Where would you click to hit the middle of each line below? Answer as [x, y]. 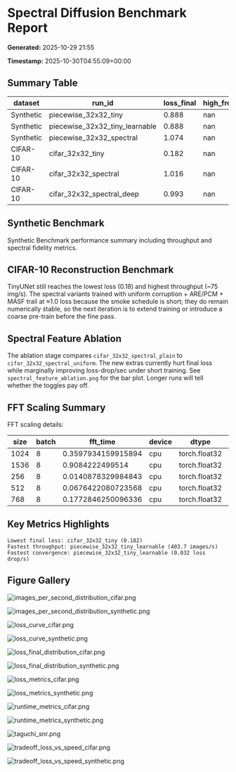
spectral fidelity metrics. [42, 247]
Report [27, 28]
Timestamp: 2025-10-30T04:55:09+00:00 [69, 60]
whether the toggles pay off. [48, 385]
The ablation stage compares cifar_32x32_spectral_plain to [95, 356]
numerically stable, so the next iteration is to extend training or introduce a [115, 309]
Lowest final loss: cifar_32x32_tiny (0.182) [75, 540]
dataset [27, 103]
